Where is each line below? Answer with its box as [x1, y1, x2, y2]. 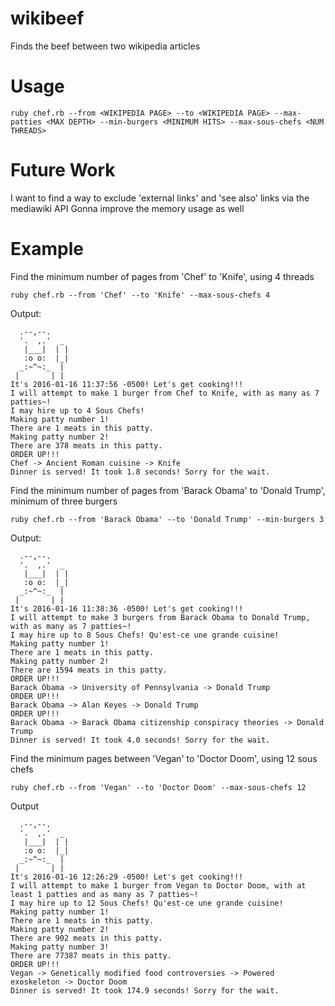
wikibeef [10, 7, 85, 30]
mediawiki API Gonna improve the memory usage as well [10, 202, 245, 214]
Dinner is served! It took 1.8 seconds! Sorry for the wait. [10, 467, 271, 477]
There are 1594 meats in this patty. [10, 665, 168, 675]
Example [10, 238, 84, 260]
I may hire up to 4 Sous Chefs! [10, 405, 145, 416]
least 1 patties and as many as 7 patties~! [10, 889, 199, 899]
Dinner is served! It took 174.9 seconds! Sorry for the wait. [10, 985, 280, 996]
